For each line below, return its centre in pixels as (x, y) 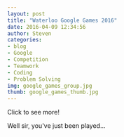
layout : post (26, 14)
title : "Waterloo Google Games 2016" (62, 20)
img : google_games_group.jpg (50, 86)
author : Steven (29, 33)
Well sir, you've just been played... (56, 126)
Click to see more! (33, 112)
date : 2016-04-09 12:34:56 (47, 27)
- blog (17, 46)
